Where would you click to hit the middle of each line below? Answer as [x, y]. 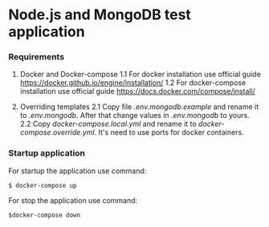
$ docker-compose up [43, 185]
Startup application [47, 153]
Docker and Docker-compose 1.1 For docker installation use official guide [140, 75]
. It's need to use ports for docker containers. [169, 132]
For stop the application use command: [73, 200]
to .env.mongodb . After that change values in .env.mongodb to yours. [135, 116]
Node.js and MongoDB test [100, 15]
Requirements [37, 57]
